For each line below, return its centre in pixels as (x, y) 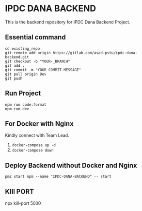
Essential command (36, 37)
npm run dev (17, 109)
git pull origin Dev (26, 74)
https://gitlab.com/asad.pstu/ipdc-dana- (95, 53)
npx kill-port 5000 (23, 203)
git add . (15, 66)
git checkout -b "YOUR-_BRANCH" (38, 61)
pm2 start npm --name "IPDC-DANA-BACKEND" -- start (58, 177)
